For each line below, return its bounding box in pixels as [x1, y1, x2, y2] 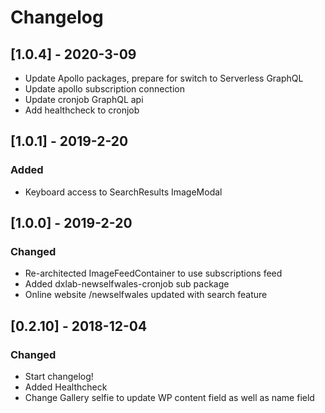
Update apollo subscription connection [24, 83, 186, 95]
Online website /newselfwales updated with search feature [24, 289, 268, 301]
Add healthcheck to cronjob [24, 104, 140, 116]
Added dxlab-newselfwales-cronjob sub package [24, 278, 230, 290]
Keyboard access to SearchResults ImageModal [24, 186, 223, 198]
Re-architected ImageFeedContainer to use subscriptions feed [24, 267, 283, 280]
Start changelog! [24, 371, 94, 383]
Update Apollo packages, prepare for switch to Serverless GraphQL [24, 72, 304, 84]
